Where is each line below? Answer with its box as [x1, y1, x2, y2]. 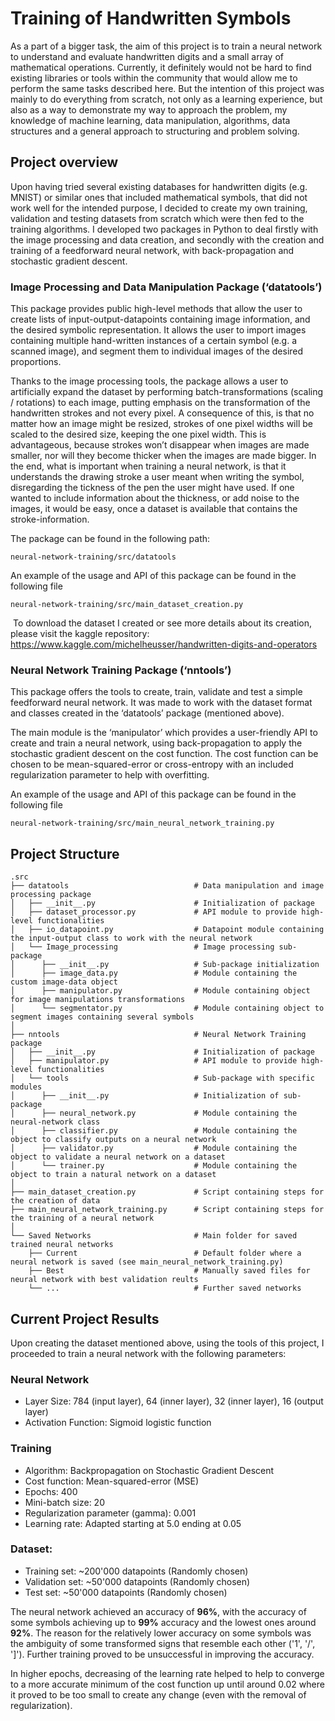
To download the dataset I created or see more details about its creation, [12, 617, 312, 629]
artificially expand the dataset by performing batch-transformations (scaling [10, 386, 324, 398]
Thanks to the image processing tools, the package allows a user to [10, 375, 289, 387]
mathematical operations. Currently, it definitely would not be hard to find [10, 61, 312, 73]
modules [10, 1082, 43, 1092]
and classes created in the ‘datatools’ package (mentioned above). [10, 707, 285, 719]
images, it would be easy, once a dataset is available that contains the [10, 503, 298, 515]
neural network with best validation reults [10, 1275, 199, 1285]
